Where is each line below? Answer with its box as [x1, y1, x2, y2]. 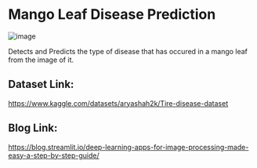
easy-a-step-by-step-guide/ [8, 151, 100, 160]
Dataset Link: [8, 78, 74, 91]
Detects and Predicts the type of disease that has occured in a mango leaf [8, 46, 248, 56]
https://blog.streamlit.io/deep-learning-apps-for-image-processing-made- [8, 142, 249, 152]
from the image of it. [8, 55, 74, 64]
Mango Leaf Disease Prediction [8, 5, 216, 24]
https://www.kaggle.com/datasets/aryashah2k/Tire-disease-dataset [8, 98, 229, 108]
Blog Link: [8, 122, 58, 135]
